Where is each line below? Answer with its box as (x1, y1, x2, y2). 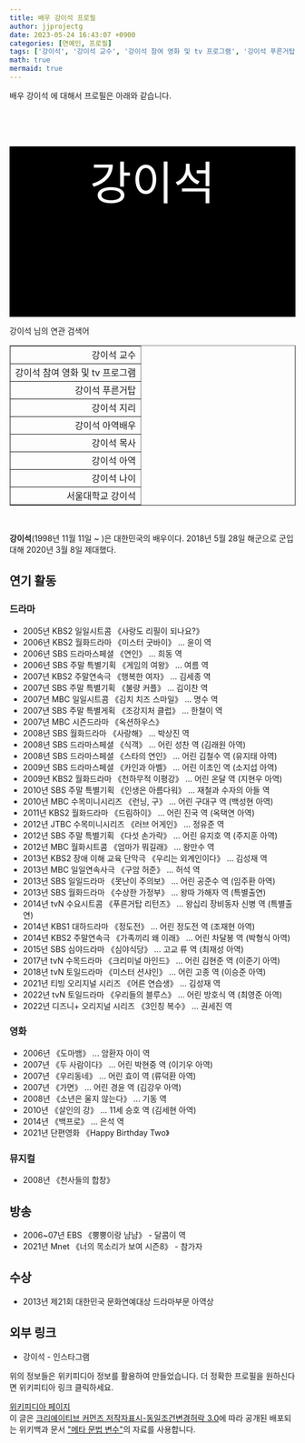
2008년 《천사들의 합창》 (22, 1175, 115, 1186)
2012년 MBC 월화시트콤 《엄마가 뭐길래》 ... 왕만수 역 (22, 841, 215, 852)
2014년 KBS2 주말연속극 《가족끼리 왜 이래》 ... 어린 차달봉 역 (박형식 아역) (22, 932, 290, 943)
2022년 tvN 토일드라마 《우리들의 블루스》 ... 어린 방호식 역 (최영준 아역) (22, 988, 283, 1000)
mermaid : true (9, 65, 64, 74)
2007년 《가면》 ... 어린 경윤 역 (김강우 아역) (22, 1081, 182, 1092)
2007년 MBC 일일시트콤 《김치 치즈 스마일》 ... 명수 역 (22, 693, 219, 705)
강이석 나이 (91, 472, 136, 485)
